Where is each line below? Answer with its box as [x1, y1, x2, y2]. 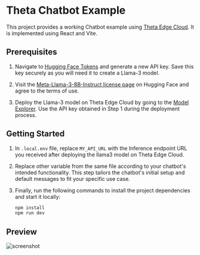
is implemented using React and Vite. [6, 29, 97, 36]
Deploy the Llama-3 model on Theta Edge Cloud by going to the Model [14, 99, 189, 106]
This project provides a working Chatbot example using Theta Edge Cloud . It [6, 23, 194, 30]
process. [14, 111, 37, 118]
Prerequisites [6, 47, 57, 57]
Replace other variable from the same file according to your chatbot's [14, 162, 186, 170]
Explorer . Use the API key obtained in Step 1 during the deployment [14, 105, 180, 112]
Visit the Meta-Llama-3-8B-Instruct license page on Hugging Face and [14, 81, 189, 88]
